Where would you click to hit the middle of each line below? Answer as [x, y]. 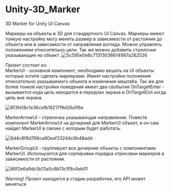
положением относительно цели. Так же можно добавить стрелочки [81, 50]
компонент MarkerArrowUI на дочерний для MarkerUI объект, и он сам [82, 123]
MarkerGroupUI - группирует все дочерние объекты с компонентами [81, 148]
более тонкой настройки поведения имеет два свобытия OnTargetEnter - [85, 87]
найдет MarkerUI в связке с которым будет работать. [63, 128]
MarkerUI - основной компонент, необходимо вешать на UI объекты [80, 70]
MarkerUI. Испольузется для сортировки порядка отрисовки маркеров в [85, 153]
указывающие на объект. [33, 55]
